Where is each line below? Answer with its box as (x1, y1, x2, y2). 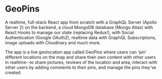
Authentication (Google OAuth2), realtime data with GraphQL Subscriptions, (5, 35, 157, 40)
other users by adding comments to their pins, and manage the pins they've (5, 64, 157, 70)
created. (5, 69, 22, 75)
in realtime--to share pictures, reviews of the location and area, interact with (5, 59, 158, 65)
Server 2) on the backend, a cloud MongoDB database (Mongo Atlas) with (5, 24, 153, 30)
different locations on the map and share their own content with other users (5, 54, 156, 60)
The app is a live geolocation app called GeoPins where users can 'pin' (5, 49, 147, 55)
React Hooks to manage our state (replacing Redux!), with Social (5, 29, 134, 35)
